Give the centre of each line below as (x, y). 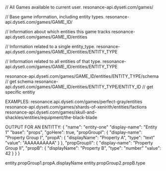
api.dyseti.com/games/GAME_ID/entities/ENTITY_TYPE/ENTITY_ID (73, 87)
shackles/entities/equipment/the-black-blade (51, 117)
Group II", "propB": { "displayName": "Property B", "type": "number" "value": (83, 148)
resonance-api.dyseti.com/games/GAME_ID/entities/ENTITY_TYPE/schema (82, 76)
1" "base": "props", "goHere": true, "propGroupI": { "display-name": (74, 132)
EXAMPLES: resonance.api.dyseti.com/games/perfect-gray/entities (74, 102)
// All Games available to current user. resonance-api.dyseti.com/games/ (79, 7)
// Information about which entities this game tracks (58, 31)
